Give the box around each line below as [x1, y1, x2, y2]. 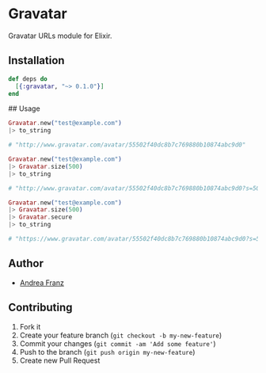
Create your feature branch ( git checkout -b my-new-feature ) [19, 330, 222, 340]
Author [8, 257, 44, 270]
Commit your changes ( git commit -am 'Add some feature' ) [19, 338, 216, 348]
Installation [8, 54, 65, 67]
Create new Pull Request [19, 356, 101, 365]
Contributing [8, 301, 73, 314]
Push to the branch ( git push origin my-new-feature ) [19, 347, 196, 356]
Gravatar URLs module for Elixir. [8, 31, 112, 40]
